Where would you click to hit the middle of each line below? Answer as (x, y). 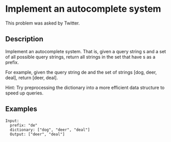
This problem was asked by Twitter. (43, 23)
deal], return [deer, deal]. (32, 78)
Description (24, 39)
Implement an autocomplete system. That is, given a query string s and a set (86, 51)
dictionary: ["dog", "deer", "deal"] (50, 130)
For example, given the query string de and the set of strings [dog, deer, (81, 72)
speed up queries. (24, 93)
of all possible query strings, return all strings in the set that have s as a (80, 57)
